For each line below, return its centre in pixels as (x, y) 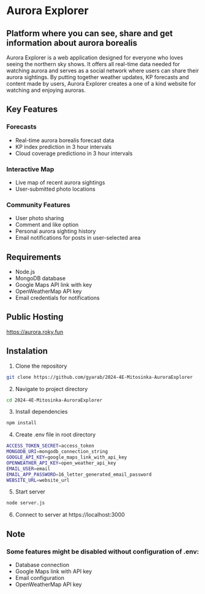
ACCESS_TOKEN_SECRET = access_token (50, 446)
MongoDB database (40, 278)
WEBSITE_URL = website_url (38, 480)
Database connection (42, 565)
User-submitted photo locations (55, 189)
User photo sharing (39, 218)
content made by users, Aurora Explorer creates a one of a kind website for (101, 84)
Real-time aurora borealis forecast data (65, 140)
